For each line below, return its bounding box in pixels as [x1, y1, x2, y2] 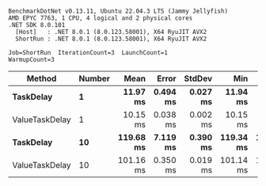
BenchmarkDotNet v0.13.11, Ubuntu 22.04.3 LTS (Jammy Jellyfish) [8, 7, 228, 15]
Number [78, 73, 111, 84]
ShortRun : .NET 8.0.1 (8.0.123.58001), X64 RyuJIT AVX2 [15, 35, 207, 43]
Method [26, 73, 57, 84]
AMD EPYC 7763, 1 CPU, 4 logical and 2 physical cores [8, 14, 193, 22]
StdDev [184, 73, 212, 84]
